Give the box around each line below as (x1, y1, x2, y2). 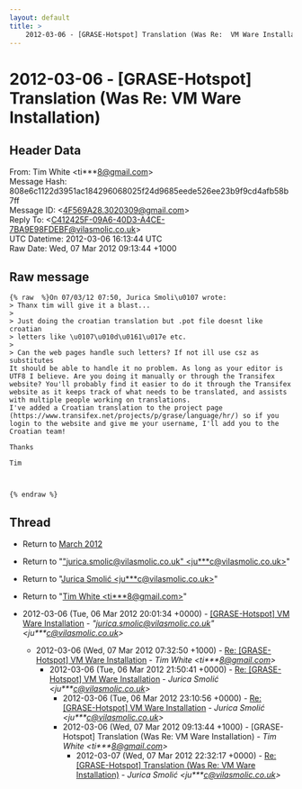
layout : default (9, 13, 70, 23)
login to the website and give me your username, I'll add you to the (9, 420, 280, 429)
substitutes (9, 357, 54, 366)
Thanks (9, 443, 34, 452)
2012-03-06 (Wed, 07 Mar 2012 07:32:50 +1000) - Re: (35, 645, 236, 656)
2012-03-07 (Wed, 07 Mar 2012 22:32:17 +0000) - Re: (75, 750, 277, 761)
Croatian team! (9, 427, 67, 437)
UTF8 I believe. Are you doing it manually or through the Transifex (9, 372, 276, 381)
